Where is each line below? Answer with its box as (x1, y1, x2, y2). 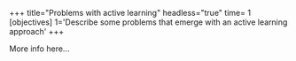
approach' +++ (9, 27, 65, 36)
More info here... (9, 43, 70, 54)
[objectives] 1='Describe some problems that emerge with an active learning (9, 17, 288, 27)
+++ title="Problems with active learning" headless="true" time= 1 (9, 8, 251, 18)
